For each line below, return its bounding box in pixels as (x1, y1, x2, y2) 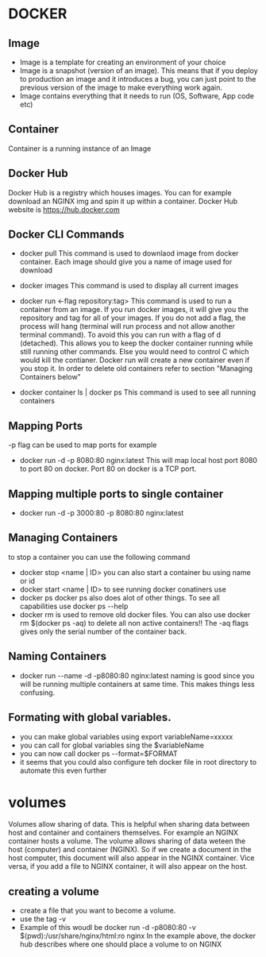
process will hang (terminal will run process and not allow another (19, 322, 236, 331)
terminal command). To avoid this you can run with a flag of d (19, 330, 221, 340)
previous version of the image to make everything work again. (19, 83, 222, 92)
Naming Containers (8, 650, 107, 663)
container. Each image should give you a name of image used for (19, 257, 233, 267)
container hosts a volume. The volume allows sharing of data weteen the (8, 836, 246, 846)
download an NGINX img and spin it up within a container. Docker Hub (8, 196, 238, 206)
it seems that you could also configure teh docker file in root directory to (19, 757, 256, 766)
